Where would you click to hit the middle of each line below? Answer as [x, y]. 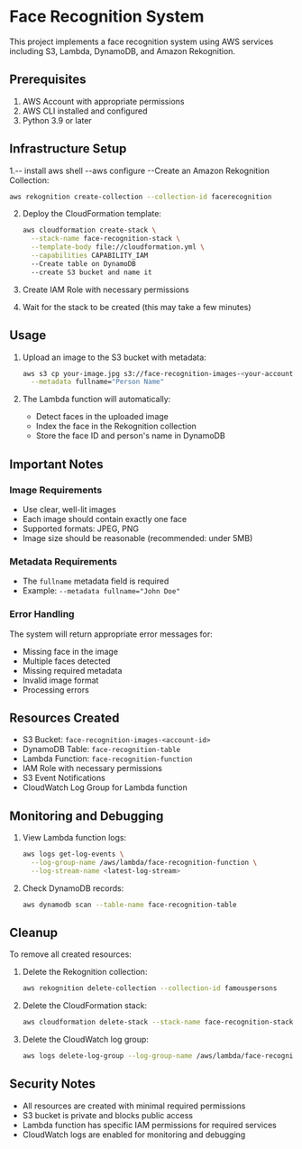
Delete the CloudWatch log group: [85, 1040]
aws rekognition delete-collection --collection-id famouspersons [150, 988]
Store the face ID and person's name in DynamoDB [130, 436]
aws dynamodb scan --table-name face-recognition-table [129, 905]
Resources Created [64, 717]
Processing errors [56, 689]
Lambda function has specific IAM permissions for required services [149, 1125]
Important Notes [56, 464]
